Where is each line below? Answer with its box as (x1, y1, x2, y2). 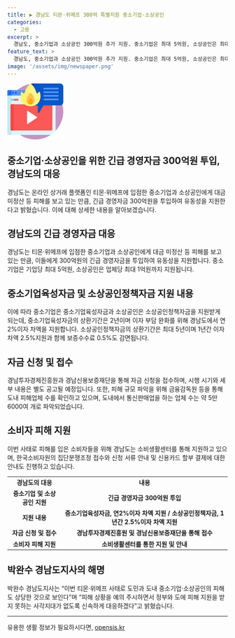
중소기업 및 (13, 489, 43, 497)
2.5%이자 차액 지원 (124, 518, 178, 526)
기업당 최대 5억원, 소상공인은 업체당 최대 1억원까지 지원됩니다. (25, 265, 194, 274)
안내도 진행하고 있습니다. (7, 462, 75, 470)
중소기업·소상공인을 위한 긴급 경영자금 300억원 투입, (7, 155, 220, 167)
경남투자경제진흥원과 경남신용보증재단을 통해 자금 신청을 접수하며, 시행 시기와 (7, 376, 219, 384)
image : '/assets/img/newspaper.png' (7, 63, 114, 70)
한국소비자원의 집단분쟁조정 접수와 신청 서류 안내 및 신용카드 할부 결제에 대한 (16, 453, 226, 462)
